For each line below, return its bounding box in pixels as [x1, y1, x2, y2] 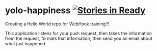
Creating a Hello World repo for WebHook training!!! [5, 21, 109, 27]
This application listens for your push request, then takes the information [5, 30, 152, 36]
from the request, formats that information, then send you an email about [5, 35, 153, 41]
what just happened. [5, 40, 47, 46]
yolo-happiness [5, 5, 71, 16]
